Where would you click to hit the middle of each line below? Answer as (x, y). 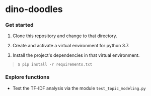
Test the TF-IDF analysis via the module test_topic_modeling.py (79, 88)
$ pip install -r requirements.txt (55, 65)
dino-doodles (34, 9)
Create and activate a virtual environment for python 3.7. (71, 46)
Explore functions (27, 77)
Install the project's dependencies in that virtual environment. (76, 55)
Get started (19, 25)
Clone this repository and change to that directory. (65, 36)
